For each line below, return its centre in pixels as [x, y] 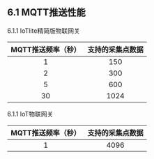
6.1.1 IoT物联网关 [30, 114]
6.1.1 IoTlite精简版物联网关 [44, 31]
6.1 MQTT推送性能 [46, 13]
